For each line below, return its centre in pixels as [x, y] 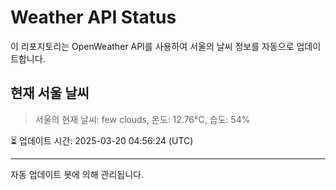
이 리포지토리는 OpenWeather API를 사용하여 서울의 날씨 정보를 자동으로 [152, 46]
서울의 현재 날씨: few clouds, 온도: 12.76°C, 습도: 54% [142, 119]
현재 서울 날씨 [50, 93]
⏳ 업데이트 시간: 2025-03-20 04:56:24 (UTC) [102, 140]
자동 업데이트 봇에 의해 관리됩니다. [77, 174]
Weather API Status [93, 17]
